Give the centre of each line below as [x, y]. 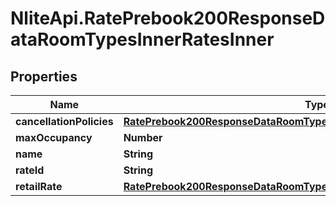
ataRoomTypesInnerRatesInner [142, 39]
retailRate [39, 186]
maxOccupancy [54, 137]
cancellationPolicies [64, 121]
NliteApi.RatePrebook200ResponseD [168, 18]
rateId [30, 170]
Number [143, 137]
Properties [44, 76]
